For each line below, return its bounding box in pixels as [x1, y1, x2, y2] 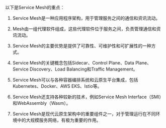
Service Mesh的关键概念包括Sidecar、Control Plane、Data [12, 60, 134, 66]
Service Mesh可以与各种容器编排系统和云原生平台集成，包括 [12, 77, 138, 83]
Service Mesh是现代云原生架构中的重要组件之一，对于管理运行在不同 [12, 111, 156, 117]
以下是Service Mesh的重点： [5, 5, 65, 10]
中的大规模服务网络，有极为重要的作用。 [17, 117, 101, 123]
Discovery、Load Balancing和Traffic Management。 [29, 66, 138, 72]
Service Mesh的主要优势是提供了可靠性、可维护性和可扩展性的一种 [12, 43, 152, 49]
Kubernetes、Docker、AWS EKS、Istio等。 [12, 83, 102, 89]
